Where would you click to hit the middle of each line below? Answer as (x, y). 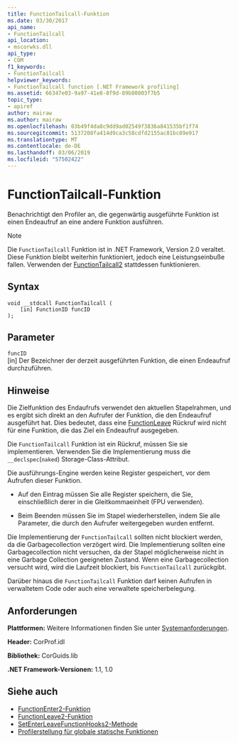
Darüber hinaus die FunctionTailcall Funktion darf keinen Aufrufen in (110, 581)
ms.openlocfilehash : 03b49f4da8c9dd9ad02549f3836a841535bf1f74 (103, 126)
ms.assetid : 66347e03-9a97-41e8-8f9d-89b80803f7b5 (84, 93)
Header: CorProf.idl (36, 642)
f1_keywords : (27, 67)
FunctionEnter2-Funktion (54, 709)
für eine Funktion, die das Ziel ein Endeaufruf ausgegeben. (93, 430)
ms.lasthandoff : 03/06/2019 (49, 153)
